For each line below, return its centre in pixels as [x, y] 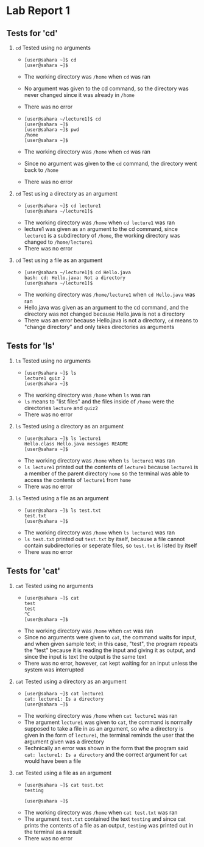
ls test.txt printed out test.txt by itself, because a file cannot [104, 539]
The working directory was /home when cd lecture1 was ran [100, 222]
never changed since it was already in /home [79, 95]
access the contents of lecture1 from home [77, 480]
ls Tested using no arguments [53, 361]
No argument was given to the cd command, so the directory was [106, 88]
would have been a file [53, 761]
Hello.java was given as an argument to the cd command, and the [106, 307]
